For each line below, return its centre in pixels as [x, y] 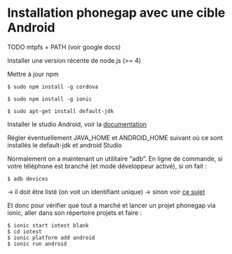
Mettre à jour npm [33, 74]
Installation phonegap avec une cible [116, 13]
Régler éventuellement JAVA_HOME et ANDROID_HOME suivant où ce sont [115, 137]
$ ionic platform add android [51, 238]
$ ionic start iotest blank [48, 225]
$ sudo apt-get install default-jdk [60, 111]
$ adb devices [28, 179]
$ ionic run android [37, 244]
